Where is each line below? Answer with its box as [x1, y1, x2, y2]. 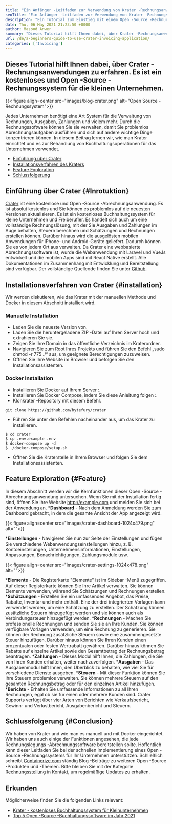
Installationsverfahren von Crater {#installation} [5, 280, 163, 289]
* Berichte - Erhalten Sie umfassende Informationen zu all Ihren [5, 686, 138, 692]
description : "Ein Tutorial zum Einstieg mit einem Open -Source [5, 17, 147, 22]
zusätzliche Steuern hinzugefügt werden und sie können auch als [5, 610, 143, 616]
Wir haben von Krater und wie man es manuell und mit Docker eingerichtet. [5, 731, 164, 737]
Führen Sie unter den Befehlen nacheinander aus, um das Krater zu [12, 416, 155, 423]
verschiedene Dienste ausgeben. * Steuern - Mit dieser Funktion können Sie [5, 670, 165, 676]
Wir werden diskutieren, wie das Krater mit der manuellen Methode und [5, 294, 156, 300]
